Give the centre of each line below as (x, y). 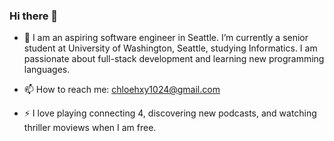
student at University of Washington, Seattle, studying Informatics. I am (170, 48)
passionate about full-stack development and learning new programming (174, 59)
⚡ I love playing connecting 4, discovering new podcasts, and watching (170, 113)
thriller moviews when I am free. (90, 128)
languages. (47, 70)
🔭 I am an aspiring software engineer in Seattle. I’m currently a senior (166, 38)
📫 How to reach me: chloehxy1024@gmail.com (122, 90)
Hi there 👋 (34, 16)
